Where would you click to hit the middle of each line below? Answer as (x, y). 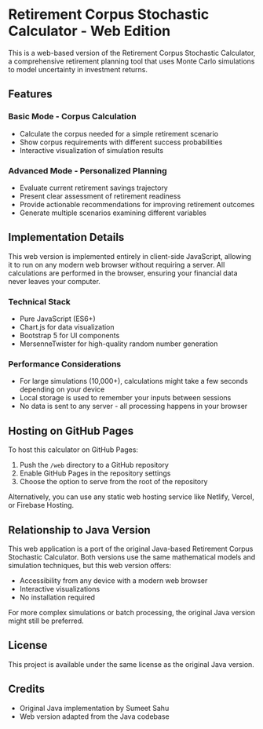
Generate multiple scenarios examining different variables (113, 213)
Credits (27, 689)
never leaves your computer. (54, 281)
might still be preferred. (46, 621)
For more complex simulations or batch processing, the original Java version (131, 612)
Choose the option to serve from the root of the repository (113, 482)
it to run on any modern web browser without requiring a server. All (117, 264)
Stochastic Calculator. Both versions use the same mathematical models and (132, 557)
